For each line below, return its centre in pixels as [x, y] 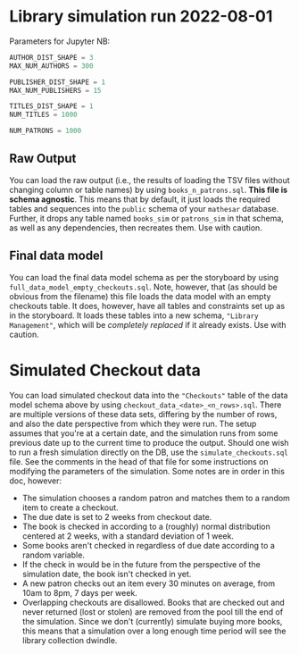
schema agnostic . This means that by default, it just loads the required [140, 199]
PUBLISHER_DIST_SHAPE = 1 [57, 82]
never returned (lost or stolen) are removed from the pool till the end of [153, 612]
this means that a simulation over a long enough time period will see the [154, 631]
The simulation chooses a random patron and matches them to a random [156, 498]
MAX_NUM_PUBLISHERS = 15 [55, 90]
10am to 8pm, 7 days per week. [80, 592]
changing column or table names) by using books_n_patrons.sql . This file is [149, 189]
